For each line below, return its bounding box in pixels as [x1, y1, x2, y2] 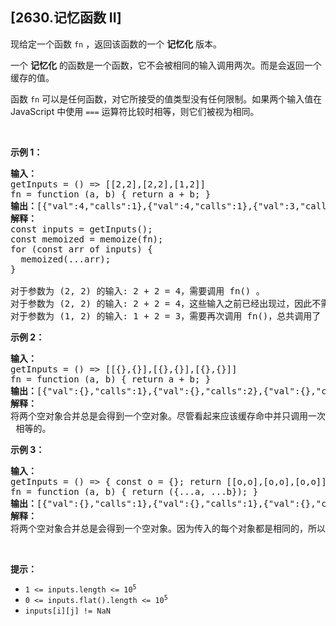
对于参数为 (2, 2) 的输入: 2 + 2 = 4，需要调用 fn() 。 [10, 285, 265, 297]
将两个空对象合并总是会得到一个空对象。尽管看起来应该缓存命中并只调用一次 [10, 410, 326, 422]
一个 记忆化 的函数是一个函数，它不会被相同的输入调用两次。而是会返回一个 [10, 59, 322, 71]
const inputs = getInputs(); [10, 223, 153, 235]
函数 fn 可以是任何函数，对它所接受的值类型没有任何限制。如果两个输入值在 [10, 93, 323, 105]
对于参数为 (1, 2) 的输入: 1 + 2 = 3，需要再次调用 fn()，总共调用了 [10, 310, 322, 322]
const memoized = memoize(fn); [10, 233, 164, 245]
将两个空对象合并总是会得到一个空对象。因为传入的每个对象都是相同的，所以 [10, 523, 326, 534]
